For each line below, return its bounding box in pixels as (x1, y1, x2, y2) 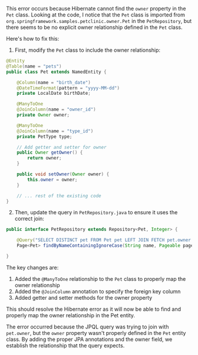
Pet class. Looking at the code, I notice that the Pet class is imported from (6, 11, 186, 18)
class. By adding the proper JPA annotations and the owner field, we (6, 336, 173, 343)
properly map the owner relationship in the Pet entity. (6, 311, 136, 318)
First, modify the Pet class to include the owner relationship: (14, 47, 161, 54)
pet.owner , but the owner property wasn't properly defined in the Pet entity (6, 329, 186, 336)
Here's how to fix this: (6, 35, 60, 42)
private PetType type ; (16, 134, 72, 140)
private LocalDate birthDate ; (16, 91, 91, 97)
